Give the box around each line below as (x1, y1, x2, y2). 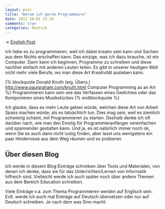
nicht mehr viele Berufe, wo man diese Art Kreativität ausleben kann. (5, 70, 144, 75)
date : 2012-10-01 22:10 (5, 16, 54, 21)
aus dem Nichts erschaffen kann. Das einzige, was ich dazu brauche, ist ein (5, 54, 159, 60)
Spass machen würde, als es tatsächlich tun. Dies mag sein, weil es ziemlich (5, 109, 160, 116)
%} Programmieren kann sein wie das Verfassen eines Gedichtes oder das (5, 90, 156, 96)
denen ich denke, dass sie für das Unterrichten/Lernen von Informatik (5, 168, 147, 174)
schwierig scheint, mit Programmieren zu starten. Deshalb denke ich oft (5, 115, 151, 121)
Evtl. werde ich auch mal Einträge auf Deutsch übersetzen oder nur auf (5, 193, 149, 200)
